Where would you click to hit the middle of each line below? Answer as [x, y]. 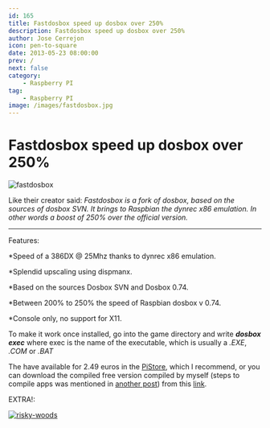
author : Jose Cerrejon [46, 38]
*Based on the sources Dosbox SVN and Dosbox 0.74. [98, 287]
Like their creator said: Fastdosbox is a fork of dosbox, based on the [122, 200]
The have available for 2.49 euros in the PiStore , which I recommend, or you [134, 367]
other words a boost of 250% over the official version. [98, 217]
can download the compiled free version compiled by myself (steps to [124, 376]
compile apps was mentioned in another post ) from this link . [108, 384]
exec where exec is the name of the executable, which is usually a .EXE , [128, 343]
